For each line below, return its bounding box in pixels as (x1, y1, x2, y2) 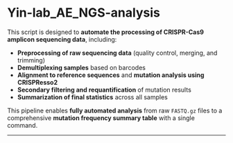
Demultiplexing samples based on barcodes (17, 63, 146, 71)
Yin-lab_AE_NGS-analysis (7, 5, 161, 21)
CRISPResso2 (17, 78, 58, 86)
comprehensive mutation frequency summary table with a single (7, 113, 196, 122)
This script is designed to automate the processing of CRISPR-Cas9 (7, 28, 205, 36)
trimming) (17, 56, 46, 64)
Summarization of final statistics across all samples (17, 92, 168, 101)
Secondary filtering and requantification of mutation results (17, 85, 192, 94)
